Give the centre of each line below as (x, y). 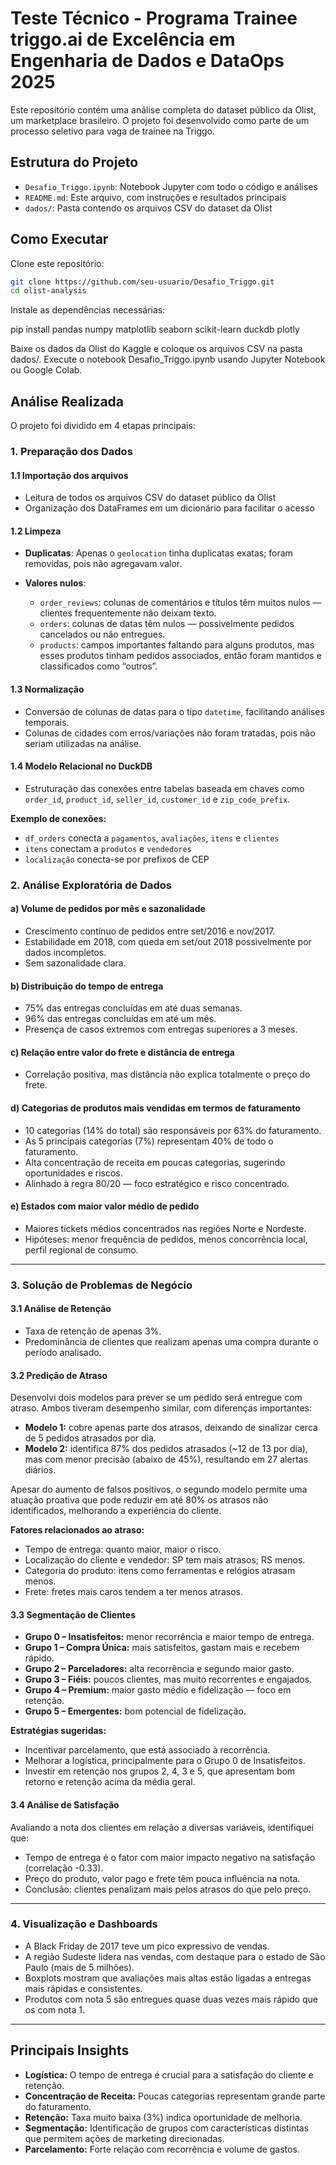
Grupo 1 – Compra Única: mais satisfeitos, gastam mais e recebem (162, 1648)
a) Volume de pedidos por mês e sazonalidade (108, 909)
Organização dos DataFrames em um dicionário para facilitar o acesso (169, 508)
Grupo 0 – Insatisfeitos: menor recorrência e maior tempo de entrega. (169, 1637)
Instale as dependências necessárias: (88, 310)
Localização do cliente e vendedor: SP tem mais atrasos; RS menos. (165, 1560)
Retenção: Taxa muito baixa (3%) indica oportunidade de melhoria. (163, 2117)
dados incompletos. (65, 952)
